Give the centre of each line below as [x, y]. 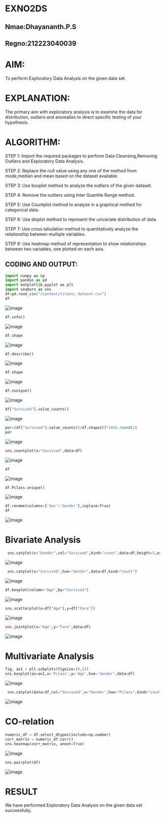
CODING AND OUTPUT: [41, 264]
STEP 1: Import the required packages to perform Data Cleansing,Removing [81, 156]
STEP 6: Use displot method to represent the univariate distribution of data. [81, 219]
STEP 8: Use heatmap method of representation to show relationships [76, 243]
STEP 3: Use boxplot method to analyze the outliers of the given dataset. [79, 185]
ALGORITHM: [33, 142]
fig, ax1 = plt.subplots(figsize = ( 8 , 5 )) [47, 669]
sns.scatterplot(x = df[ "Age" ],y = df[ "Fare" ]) [50, 608]
